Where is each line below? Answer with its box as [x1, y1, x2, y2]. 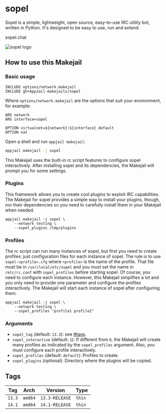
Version [46, 387, 65, 394]
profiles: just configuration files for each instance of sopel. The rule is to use [5, 254, 161, 260]
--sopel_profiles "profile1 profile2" [14, 309, 94, 314]
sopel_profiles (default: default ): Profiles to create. [12, 352, 119, 358]
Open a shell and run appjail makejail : [5, 138, 86, 144]
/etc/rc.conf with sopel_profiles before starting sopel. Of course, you [5, 269, 151, 276]
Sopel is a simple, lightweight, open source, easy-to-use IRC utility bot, [5, 19, 150, 25]
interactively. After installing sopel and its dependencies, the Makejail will [5, 162, 155, 168]
